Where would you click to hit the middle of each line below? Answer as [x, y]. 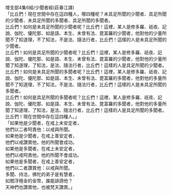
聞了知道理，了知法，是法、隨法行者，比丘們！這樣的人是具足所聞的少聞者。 [86, 65]
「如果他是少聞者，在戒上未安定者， [44, 123]
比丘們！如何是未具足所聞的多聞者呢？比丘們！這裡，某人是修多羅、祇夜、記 [86, 72]
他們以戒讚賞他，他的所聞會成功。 [41, 142]
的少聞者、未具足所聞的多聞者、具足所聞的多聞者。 [59, 20]
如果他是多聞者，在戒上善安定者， [41, 161]
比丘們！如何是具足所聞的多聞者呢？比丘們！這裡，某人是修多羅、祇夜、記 [84, 97]
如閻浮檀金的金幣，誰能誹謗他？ [39, 181]
